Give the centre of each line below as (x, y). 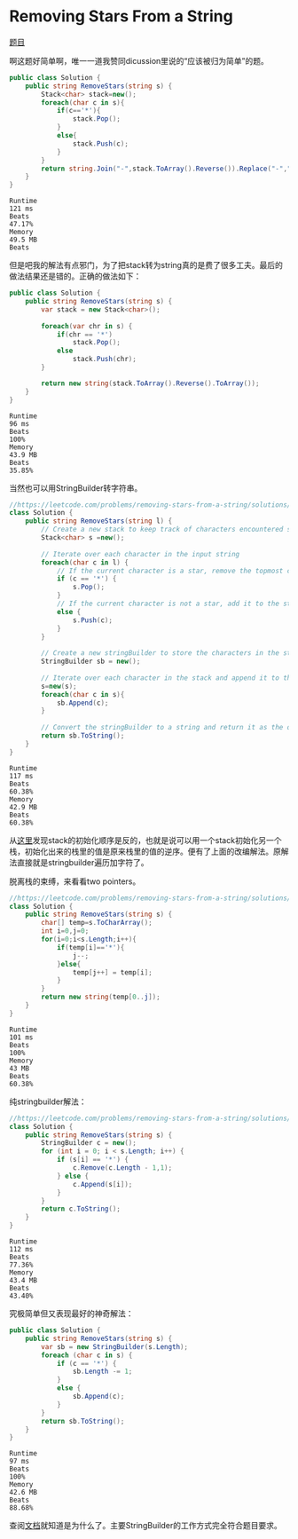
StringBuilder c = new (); (89, 1143)
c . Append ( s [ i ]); (102, 1184)
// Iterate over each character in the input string (141, 554)
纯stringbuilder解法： (48, 1101)
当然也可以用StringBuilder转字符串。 (76, 488)
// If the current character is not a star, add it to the (168, 604)
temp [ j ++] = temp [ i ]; (112, 972)
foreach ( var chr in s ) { (87, 326)
